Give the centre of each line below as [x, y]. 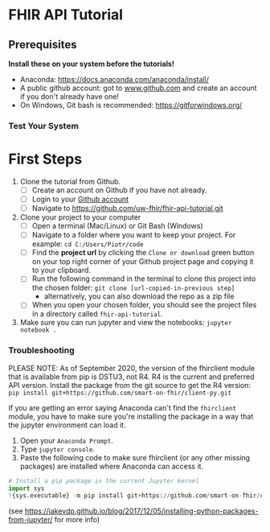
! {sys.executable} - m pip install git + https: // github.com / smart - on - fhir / [135, 496]
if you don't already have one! [69, 97]
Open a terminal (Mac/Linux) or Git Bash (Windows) [117, 226]
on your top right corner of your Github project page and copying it [143, 262]
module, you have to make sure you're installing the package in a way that [131, 416]
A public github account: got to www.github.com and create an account [138, 88]
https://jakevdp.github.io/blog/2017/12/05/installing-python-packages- [141, 511]
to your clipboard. [61, 270]
